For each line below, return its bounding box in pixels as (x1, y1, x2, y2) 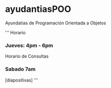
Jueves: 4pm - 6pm (5, 42, 54, 49)
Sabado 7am (5, 66, 36, 73)
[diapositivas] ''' (5, 77, 38, 83)
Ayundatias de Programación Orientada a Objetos (5, 20, 107, 26)
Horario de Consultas (5, 53, 49, 59)
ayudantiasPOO (5, 3, 71, 15)
